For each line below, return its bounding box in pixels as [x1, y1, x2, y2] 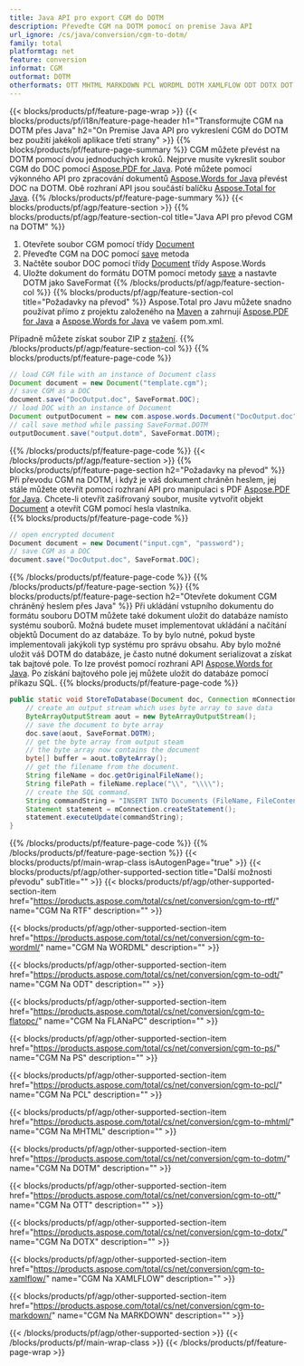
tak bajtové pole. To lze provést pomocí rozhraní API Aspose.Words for [9, 659, 273, 669]
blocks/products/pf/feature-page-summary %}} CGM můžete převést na [9, 144, 280, 155]
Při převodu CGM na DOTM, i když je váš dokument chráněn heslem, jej [9, 474, 277, 485]
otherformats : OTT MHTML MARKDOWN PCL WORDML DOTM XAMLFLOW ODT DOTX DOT [9, 81, 294, 90]
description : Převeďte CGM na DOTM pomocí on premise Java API [9, 22, 253, 31]
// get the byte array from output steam [25, 737, 184, 746]
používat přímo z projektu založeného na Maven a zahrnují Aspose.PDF [22, 305, 290, 317]
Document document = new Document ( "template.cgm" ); [9, 378, 208, 388]
